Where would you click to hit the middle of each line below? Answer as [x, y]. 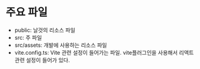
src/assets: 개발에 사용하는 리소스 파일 [61, 45]
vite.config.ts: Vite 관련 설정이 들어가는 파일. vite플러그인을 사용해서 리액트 [104, 52]
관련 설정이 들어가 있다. [42, 60]
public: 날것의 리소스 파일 [45, 30]
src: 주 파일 [28, 37]
